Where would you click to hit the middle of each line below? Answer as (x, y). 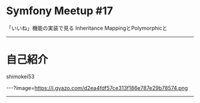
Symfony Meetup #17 (60, 11)
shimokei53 (20, 76)
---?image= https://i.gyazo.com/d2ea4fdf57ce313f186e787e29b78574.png (97, 88)
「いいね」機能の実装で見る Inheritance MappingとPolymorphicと (87, 28)
